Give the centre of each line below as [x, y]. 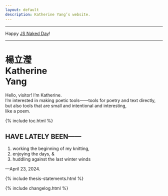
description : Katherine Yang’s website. [48, 14]
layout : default [22, 10]
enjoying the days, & [33, 154]
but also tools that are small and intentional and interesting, [66, 106]
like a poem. [18, 111]
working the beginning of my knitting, [51, 148]
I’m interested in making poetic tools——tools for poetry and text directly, [80, 100]
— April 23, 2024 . [23, 169]
